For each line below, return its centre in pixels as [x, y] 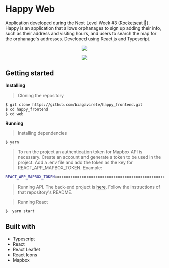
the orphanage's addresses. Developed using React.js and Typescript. [78, 39]
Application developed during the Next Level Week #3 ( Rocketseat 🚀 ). [77, 23]
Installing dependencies [42, 133]
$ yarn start [20, 211]
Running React [33, 202]
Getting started [30, 73]
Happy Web [30, 9]
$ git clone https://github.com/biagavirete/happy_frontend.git [74, 104]
